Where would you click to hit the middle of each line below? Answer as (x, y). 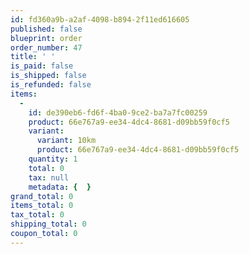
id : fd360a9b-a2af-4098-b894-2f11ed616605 (100, 19)
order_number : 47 (46, 47)
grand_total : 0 (42, 196)
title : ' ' (33, 57)
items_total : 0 (42, 206)
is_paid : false (42, 66)
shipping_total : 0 (48, 224)
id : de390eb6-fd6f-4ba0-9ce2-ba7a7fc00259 (118, 112)
